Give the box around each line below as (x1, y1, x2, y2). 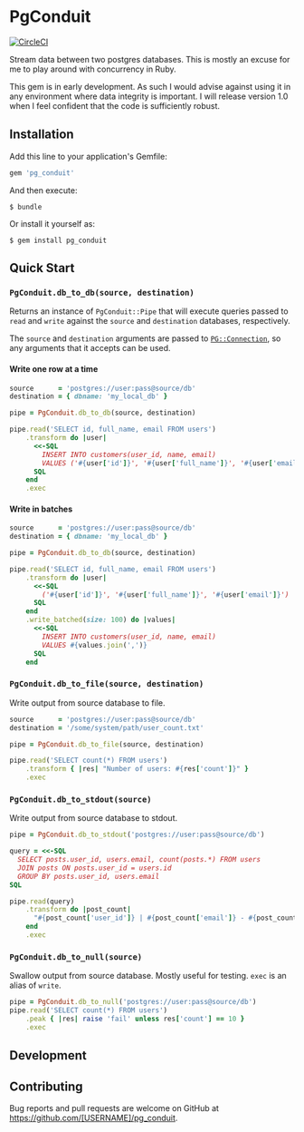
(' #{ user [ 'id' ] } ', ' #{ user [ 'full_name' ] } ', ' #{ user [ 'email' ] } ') (42, 590, 290, 600)
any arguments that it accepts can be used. (9, 343, 171, 354)
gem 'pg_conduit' (9, 168, 75, 178)
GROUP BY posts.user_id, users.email (17, 872, 160, 881)
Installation (9, 127, 74, 142)
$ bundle (9, 202, 43, 211)
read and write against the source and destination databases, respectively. (9, 316, 291, 327)
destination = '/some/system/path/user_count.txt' (9, 723, 204, 732)
